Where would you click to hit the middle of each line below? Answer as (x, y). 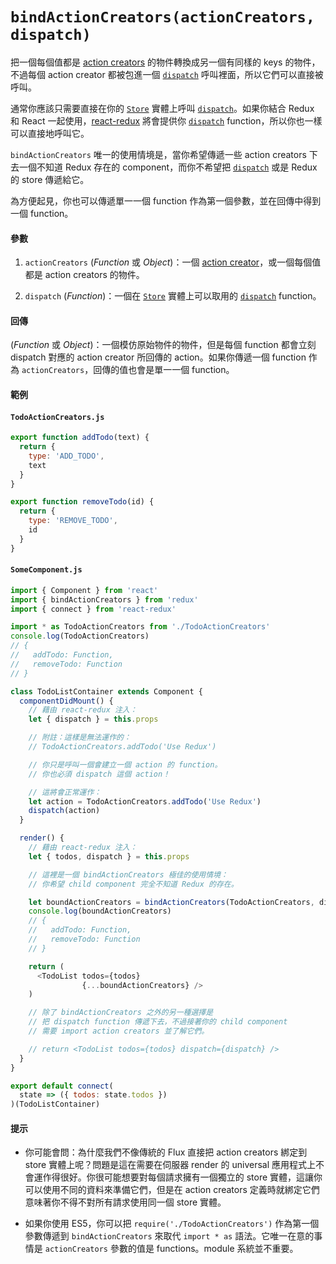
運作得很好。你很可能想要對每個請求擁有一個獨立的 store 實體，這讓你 (178, 1177)
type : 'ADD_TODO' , (66, 456)
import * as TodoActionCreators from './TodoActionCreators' (140, 627)
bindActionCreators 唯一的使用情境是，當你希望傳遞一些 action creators (158, 154)
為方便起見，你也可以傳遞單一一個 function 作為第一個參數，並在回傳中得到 (166, 200)
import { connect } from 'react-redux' (93, 609)
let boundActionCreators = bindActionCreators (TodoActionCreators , (171, 902)
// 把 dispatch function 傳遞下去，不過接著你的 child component (158, 1022)
